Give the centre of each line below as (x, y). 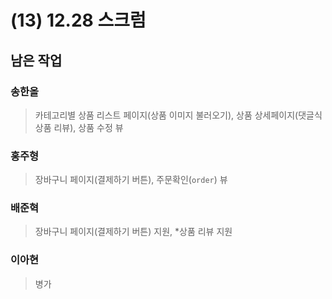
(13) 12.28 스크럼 (78, 20)
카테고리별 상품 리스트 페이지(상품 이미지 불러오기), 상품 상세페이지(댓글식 (178, 115)
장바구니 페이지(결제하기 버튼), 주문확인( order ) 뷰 (131, 180)
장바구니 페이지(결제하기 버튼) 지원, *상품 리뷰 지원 (133, 232)
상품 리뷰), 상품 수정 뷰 (79, 127)
